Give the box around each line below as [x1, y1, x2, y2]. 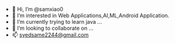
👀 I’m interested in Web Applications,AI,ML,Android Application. [11, 12, 170, 19]
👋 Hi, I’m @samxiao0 [11, 6, 64, 12]
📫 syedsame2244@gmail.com [11, 32, 89, 38]
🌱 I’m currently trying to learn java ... [11, 18, 102, 25]
